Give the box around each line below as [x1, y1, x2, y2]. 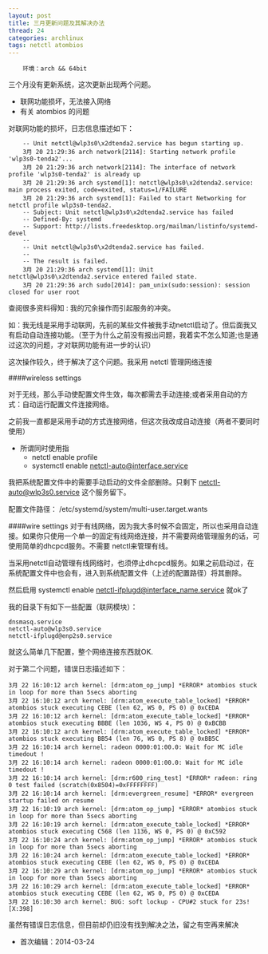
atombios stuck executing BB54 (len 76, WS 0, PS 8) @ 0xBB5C [8, 735, 219, 743]
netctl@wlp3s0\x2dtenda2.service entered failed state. [8, 273, 198, 281]
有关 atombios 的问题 [19, 107, 90, 117]
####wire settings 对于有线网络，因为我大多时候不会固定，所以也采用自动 [8, 521, 252, 531]
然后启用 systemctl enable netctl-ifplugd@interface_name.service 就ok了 [8, 585, 249, 595]
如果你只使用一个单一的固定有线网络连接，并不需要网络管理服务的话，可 [22, 532, 260, 541]
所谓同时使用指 [19, 444, 69, 453]
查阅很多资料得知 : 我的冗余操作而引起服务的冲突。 [8, 303, 175, 313]
